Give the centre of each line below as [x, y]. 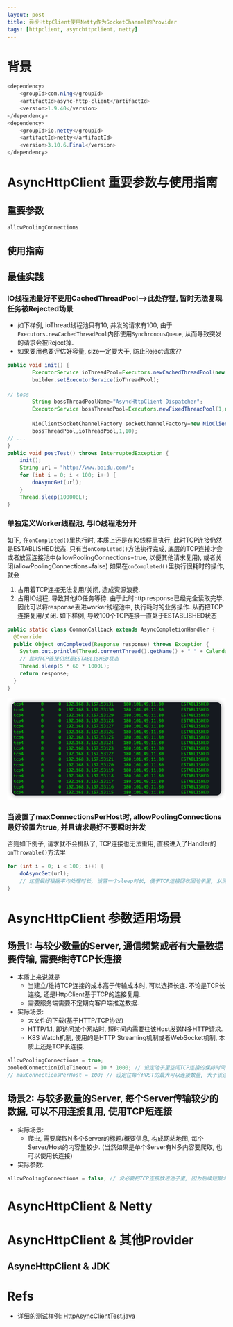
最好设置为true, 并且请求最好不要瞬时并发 [77, 827]
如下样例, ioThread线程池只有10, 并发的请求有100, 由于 [95, 325]
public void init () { [38, 365]
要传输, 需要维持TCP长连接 [64, 959]
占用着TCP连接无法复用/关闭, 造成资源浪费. [79, 589]
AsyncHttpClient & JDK [59, 1266]
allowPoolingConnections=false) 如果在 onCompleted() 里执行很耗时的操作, [120, 566]
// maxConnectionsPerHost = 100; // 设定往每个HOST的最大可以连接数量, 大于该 [115, 1075]
